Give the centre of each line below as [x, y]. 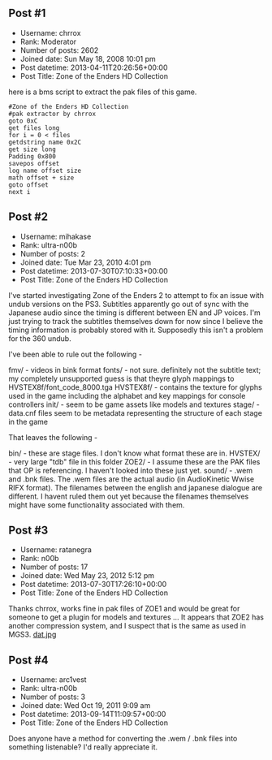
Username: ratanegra [56, 550]
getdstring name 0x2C [45, 142]
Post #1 [27, 13]
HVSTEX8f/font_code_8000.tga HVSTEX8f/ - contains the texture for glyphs [135, 387]
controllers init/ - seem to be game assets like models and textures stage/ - [134, 404]
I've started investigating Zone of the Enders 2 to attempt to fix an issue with [136, 295]
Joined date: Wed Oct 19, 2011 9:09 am [85, 706]
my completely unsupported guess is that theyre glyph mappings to [121, 378]
